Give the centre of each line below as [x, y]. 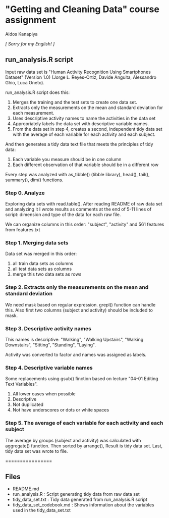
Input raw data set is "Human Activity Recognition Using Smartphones [78, 72]
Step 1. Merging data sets [37, 242]
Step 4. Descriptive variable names [49, 368]
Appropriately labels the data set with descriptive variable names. [80, 123]
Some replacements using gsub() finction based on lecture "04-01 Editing [82, 379]
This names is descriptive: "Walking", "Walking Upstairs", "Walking [74, 339]
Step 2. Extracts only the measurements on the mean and [77, 287]
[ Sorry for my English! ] [30, 43]
